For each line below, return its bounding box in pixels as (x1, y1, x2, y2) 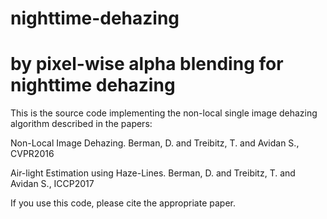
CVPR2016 (10, 148, 55, 160)
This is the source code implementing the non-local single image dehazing (10, 107, 318, 119)
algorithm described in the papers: (10, 118, 153, 130)
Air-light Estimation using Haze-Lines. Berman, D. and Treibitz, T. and (10, 167, 296, 179)
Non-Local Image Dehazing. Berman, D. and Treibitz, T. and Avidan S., (10, 137, 300, 149)
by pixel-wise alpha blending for (10, 53, 284, 76)
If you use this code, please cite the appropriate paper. (10, 197, 236, 209)
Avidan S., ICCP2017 (10, 178, 95, 190)
